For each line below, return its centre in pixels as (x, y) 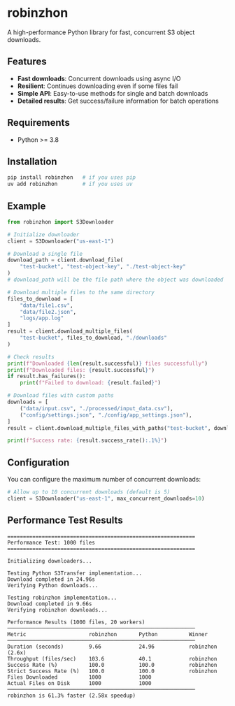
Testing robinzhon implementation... (62, 598)
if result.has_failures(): (47, 376)
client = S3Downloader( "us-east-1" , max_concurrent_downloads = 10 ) (106, 498)
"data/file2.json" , (48, 312)
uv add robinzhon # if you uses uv (70, 184)
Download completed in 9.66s (50, 604)
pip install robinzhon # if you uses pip (72, 178)
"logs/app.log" (42, 318)
